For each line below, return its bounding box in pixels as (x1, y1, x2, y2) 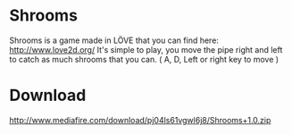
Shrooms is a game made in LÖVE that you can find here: (9, 35, 219, 46)
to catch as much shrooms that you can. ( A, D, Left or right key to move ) (9, 54, 279, 64)
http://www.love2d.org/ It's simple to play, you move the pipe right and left (9, 44, 283, 54)
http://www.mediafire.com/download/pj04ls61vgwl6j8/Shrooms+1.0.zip (9, 114, 271, 125)
